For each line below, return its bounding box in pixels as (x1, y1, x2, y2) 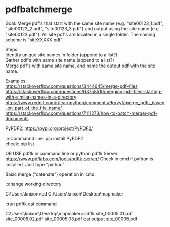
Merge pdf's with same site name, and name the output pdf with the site (5, 62, 156, 69)
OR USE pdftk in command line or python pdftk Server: (5, 150, 119, 156)
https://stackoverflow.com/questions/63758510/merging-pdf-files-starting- (5, 88, 163, 94)
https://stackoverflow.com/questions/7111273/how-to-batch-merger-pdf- (5, 110, 158, 116)
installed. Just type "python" (5, 161, 65, 167)
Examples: (5, 78, 27, 84)
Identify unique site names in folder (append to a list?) (5, 52, 118, 58)
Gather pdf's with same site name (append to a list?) (5, 57, 115, 63)
